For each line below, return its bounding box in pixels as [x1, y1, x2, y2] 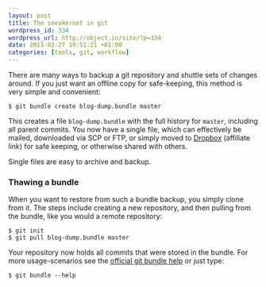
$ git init [8, 227, 44, 235]
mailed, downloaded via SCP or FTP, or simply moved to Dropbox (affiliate [8, 133, 251, 143]
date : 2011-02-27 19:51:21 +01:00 [8, 41, 123, 49]
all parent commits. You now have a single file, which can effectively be [8, 124, 242, 134]
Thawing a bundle [8, 176, 79, 187]
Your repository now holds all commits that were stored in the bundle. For [8, 247, 249, 258]
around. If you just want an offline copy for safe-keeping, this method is [8, 78, 243, 88]
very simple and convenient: [8, 87, 101, 96]
